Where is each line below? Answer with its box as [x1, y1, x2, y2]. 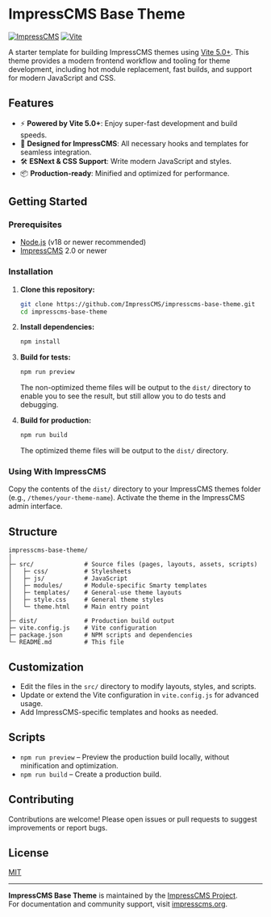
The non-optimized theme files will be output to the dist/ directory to [19, 383, 252, 393]
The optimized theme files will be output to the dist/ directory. [19, 446, 228, 456]
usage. [19, 699, 44, 709]
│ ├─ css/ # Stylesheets [8, 567, 131, 576]
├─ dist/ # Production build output [8, 617, 175, 625]
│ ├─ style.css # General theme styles [8, 595, 164, 604]
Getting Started [8, 195, 88, 208]
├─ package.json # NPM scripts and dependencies [8, 631, 194, 639]
